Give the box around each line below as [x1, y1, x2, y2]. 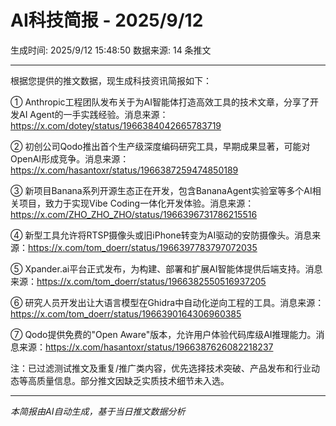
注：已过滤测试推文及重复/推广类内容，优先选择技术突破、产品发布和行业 [10, 362, 312, 374]
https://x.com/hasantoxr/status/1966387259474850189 [10, 164, 239, 176]
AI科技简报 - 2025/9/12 [10, 9, 204, 32]
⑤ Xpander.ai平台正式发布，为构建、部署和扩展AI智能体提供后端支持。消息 [10, 262, 323, 275]
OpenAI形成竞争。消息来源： [10, 152, 130, 165]
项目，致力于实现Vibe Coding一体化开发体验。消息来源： [18, 197, 255, 209]
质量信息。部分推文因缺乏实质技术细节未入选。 [36, 374, 230, 386]
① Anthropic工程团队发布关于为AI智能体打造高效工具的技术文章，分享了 [10, 96, 310, 108]
